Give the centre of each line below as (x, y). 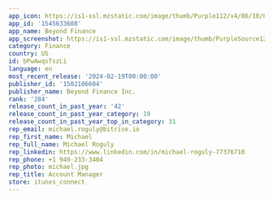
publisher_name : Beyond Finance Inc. (72, 91)
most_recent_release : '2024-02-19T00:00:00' (85, 76)
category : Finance (39, 46)
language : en (30, 69)
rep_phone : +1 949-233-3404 (56, 159)
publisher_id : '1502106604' (56, 84)
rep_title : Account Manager (56, 175)
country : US (28, 54)
